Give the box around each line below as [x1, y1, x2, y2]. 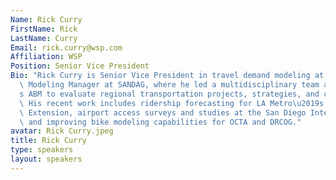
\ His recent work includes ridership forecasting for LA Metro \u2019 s [19, 98, 325, 108]
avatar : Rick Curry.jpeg [10, 126, 114, 136]
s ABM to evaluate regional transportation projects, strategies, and [19, 89, 320, 99]
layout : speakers [10, 154, 83, 164]
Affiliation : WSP [10, 52, 83, 62]
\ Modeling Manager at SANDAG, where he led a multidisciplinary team [19, 80, 320, 90]
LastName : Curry [10, 33, 78, 43]
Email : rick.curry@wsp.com [10, 42, 123, 53]
